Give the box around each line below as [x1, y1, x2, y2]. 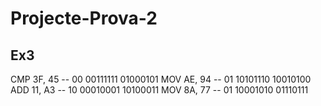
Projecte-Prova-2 [10, 7, 158, 30]
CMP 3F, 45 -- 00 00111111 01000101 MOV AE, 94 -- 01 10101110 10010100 [10, 73, 312, 85]
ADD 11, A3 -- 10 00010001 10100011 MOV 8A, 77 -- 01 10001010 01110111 [10, 84, 309, 96]
